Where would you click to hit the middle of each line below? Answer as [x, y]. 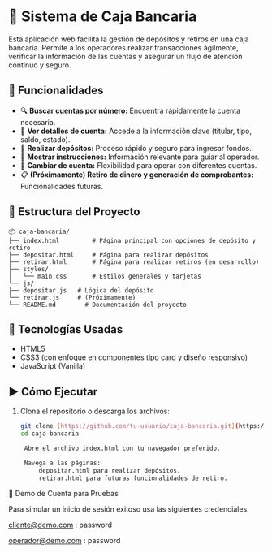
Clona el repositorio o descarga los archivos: [95, 411]
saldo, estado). [45, 139]
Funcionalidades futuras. [62, 186]
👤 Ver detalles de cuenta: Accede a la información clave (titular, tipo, [136, 131]
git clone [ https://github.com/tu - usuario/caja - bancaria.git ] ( [130, 426]
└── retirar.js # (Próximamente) [72, 297]
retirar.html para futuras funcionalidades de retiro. [133, 478]
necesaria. [38, 122]
